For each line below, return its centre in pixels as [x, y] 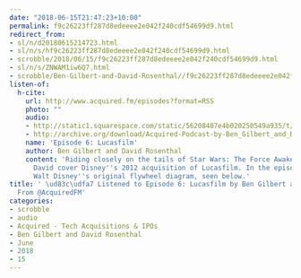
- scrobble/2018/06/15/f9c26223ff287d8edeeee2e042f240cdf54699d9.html [144, 59]
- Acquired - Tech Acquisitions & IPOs [84, 226]
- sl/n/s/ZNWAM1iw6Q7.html [60, 68]
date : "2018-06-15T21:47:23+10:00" [76, 17]
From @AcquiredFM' [52, 193]
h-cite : [32, 92]
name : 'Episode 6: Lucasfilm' [82, 143]
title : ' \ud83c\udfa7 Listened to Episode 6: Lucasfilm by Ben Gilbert [148, 185]
